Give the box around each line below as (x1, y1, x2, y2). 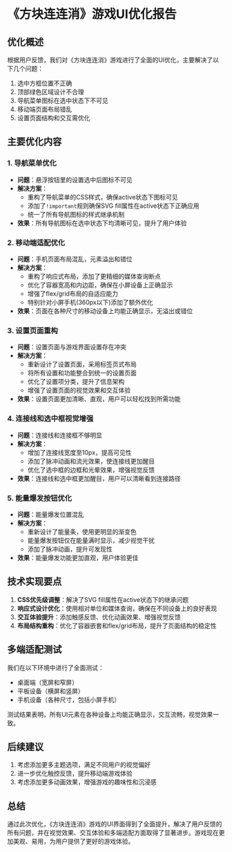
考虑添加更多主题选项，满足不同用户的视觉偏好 (17, 761, 151, 769)
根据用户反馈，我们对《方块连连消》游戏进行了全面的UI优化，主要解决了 (7, 56, 213, 64)
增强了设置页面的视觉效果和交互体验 (27, 386, 131, 395)
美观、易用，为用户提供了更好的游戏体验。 (12, 837, 135, 846)
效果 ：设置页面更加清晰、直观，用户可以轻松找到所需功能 (17, 395, 181, 403)
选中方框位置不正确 (17, 79, 72, 87)
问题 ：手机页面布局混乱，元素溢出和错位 (17, 254, 133, 263)
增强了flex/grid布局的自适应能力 (27, 289, 119, 298)
